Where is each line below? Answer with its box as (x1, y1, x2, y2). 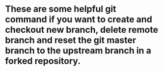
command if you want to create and (5, 14, 152, 25)
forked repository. (5, 55, 81, 67)
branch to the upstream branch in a (5, 45, 151, 56)
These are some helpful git (5, 3, 116, 15)
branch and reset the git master (5, 35, 136, 46)
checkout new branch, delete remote (5, 24, 159, 35)
